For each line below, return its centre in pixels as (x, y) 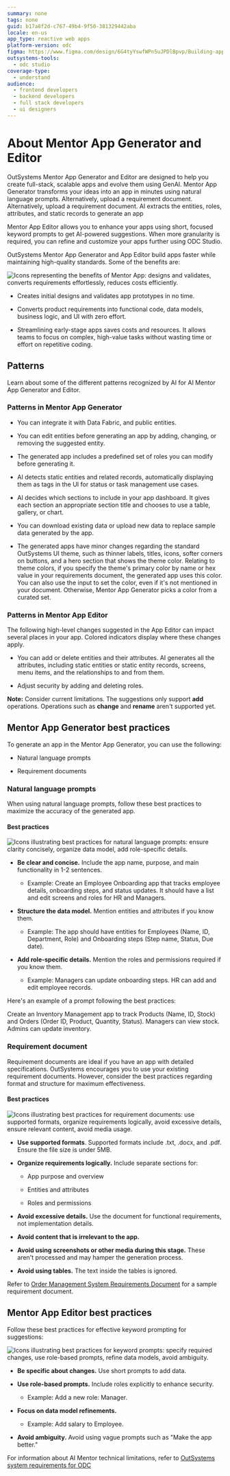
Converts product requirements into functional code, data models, (110, 309)
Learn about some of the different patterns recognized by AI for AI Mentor (111, 383)
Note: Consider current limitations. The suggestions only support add (105, 699)
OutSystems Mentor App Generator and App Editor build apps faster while (112, 254)
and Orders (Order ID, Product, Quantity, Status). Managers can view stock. (114, 1021)
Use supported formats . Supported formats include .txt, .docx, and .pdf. (119, 1142)
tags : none (23, 20)
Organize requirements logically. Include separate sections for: (107, 1163)
